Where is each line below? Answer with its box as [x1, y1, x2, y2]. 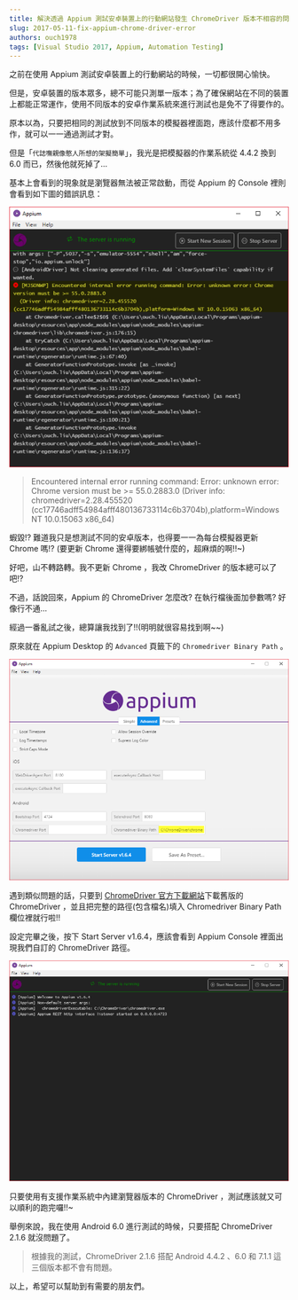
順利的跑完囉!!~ [16, 1202, 74, 1212]
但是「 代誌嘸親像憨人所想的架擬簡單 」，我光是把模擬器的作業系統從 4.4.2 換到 [9, 147, 277, 159]
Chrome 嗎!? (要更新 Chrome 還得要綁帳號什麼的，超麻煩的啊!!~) [9, 544, 246, 554]
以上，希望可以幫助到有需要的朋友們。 [9, 1280, 149, 1291]
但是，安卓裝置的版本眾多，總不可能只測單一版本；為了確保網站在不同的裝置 [9, 88, 289, 98]
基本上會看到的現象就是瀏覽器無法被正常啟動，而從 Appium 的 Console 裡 [9, 177, 278, 188]
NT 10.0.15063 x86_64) [30, 514, 115, 525]
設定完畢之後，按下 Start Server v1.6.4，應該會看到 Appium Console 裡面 [9, 931, 277, 942]
